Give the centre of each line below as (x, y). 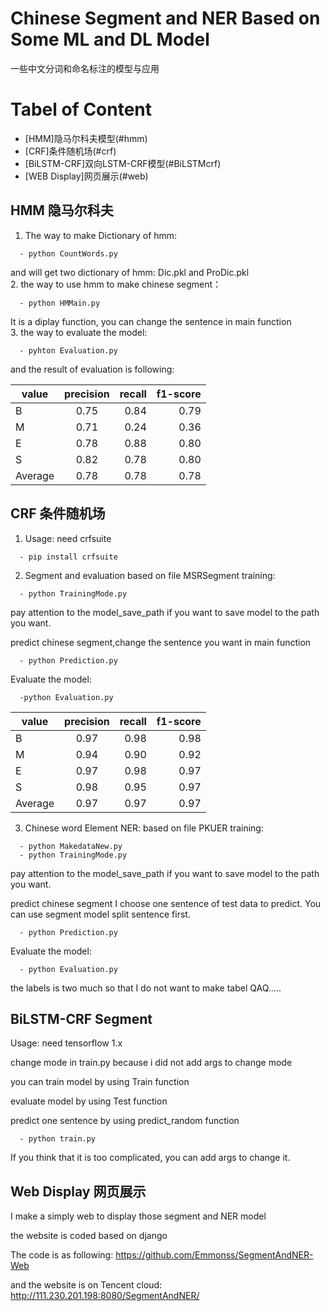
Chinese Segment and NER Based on (165, 18)
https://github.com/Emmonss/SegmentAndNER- (214, 1255)
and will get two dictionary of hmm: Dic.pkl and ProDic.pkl (130, 272)
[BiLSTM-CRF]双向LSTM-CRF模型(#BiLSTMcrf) (123, 163)
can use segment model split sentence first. (100, 914)
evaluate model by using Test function (89, 1101)
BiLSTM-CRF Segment (81, 1018)
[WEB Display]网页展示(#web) (86, 176)
